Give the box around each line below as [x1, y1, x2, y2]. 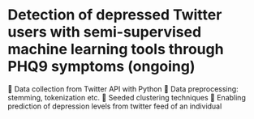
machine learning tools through [7, 40, 224, 58]
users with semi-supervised [7, 23, 202, 41]
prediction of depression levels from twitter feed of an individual [7, 101, 222, 111]
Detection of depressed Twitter [7, 6, 222, 24]
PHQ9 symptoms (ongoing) [7, 57, 196, 76]
